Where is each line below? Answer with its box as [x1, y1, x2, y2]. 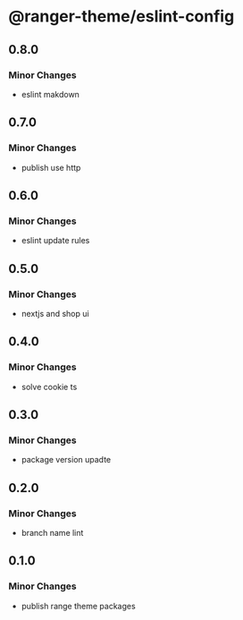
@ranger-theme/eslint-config [8, 6, 235, 27]
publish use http [21, 162, 81, 173]
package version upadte [21, 454, 112, 465]
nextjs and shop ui [21, 308, 90, 318]
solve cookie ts [21, 381, 78, 392]
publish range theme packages [21, 600, 136, 611]
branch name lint [21, 528, 84, 538]
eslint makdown [21, 89, 80, 99]
